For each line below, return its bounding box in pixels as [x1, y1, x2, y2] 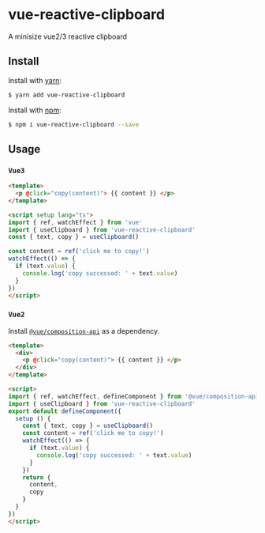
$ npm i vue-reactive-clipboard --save [8, 120, 140, 128]
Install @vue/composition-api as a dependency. [8, 326, 160, 335]
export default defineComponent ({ [8, 407, 122, 415]
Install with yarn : [8, 75, 62, 85]
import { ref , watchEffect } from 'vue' [8, 218, 144, 226]
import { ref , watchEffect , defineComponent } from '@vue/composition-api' [8, 392, 263, 400]
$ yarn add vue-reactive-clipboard [8, 91, 125, 99]
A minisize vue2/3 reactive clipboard [8, 32, 128, 41]
